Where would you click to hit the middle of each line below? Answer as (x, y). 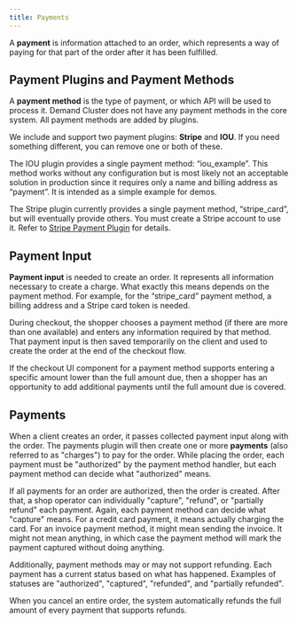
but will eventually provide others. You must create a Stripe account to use (145, 219)
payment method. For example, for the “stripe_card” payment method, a (141, 296)
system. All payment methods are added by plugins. (104, 120)
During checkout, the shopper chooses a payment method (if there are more (148, 323)
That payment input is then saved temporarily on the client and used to (138, 341)
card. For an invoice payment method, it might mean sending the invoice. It (146, 529)
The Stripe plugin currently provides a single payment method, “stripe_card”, (149, 209)
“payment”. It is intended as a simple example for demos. (113, 192)
